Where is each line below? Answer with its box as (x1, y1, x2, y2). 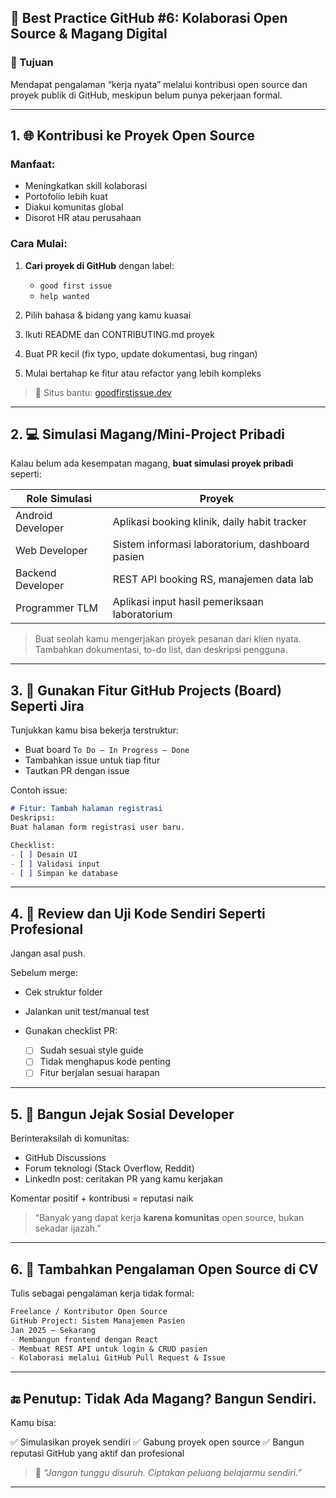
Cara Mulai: (10, 237, 68, 251)
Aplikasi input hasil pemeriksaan (112, 595, 265, 609)
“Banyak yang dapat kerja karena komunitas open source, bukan (34, 1212, 305, 1224)
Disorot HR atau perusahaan (24, 212, 142, 224)
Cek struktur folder (24, 986, 103, 998)
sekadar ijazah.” (34, 1222, 102, 1235)
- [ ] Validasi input (10, 859, 101, 869)
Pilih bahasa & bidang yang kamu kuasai (24, 309, 192, 321)
